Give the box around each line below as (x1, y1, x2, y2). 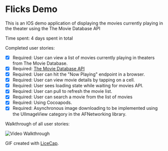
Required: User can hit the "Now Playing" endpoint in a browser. (12, 71, 145, 77)
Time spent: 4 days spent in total (5, 35, 73, 41)
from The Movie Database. (12, 60, 68, 66)
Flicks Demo (5, 4, 58, 15)
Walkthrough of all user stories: (5, 120, 70, 126)
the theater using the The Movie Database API (5, 25, 101, 31)
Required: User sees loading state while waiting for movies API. (12, 83, 143, 89)
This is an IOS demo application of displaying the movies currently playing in (5, 20, 163, 26)
